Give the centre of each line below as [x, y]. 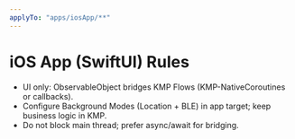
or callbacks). [48, 96]
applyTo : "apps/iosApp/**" [60, 17]
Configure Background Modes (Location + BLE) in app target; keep [147, 106]
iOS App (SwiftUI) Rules [99, 61]
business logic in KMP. [65, 115]
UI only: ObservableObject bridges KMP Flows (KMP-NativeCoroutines [154, 87]
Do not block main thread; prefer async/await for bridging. [130, 125]
